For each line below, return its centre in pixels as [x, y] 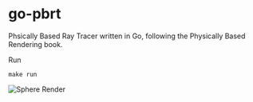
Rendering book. [36, 44]
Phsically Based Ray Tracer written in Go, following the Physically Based [127, 36]
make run [23, 74]
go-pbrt [35, 14]
